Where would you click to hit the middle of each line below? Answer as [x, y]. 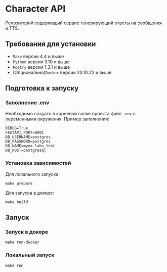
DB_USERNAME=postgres [28, 137]
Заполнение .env [27, 103]
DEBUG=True [17, 128]
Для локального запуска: [32, 174]
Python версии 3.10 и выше [41, 62]
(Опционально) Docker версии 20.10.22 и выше [62, 72]
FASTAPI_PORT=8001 [25, 133]
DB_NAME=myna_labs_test [30, 146]
